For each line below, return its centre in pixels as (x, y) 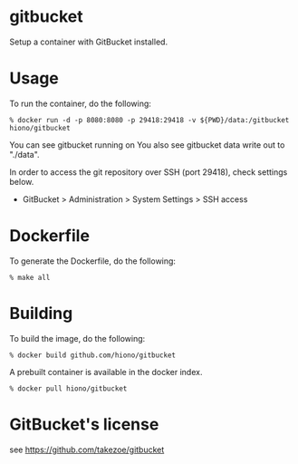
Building (41, 314)
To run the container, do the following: (81, 103)
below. (22, 181)
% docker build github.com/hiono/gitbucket (93, 355)
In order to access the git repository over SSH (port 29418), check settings (149, 172)
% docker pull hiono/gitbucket (68, 388)
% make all (30, 277)
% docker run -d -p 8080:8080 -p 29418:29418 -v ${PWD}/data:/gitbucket (149, 120)
